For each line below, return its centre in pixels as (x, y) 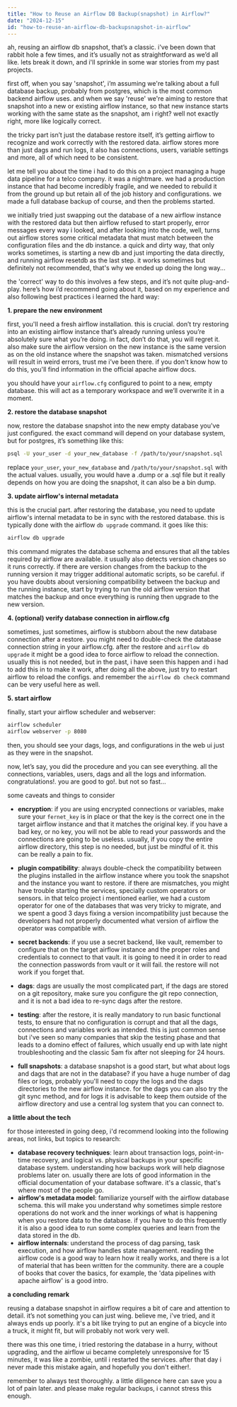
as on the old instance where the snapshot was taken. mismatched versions (118, 355)
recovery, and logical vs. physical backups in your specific (117, 1159)
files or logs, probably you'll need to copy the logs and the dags (110, 1081)
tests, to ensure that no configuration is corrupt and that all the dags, (118, 1022)
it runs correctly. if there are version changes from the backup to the (107, 567)
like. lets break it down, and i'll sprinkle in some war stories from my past (113, 62)
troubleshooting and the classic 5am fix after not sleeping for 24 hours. (121, 1052)
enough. (19, 1396)
